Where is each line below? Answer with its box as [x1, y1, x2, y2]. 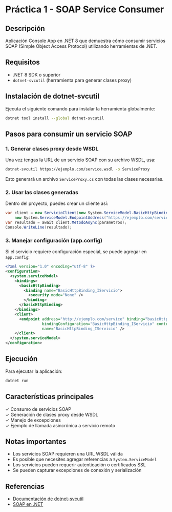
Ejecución [5, 354, 38, 363]
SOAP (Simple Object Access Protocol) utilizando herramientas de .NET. [5, 43, 158, 49]
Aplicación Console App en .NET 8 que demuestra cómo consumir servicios [5, 37, 165, 44]
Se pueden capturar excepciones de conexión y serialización [12, 467, 142, 473]
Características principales [5, 392, 94, 401]
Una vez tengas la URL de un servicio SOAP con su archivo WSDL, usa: [5, 157, 156, 163]
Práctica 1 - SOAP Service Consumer [5, 4, 164, 15]
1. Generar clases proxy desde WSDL [5, 145, 99, 152]
